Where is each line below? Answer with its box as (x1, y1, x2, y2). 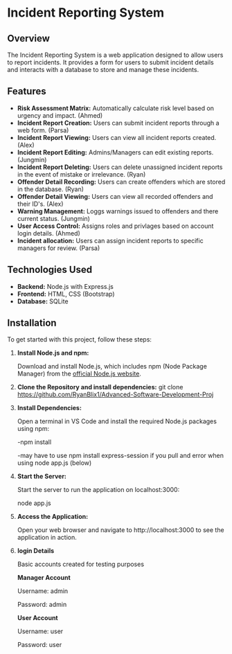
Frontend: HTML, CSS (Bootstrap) (17, 290, 116, 298)
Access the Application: (17, 513, 89, 521)
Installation (7, 317, 57, 329)
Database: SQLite (17, 297, 69, 306)
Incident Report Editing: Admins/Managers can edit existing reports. (17, 148, 214, 157)
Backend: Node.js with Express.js (17, 282, 114, 290)
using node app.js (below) (17, 459, 92, 467)
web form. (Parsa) (17, 126, 69, 134)
